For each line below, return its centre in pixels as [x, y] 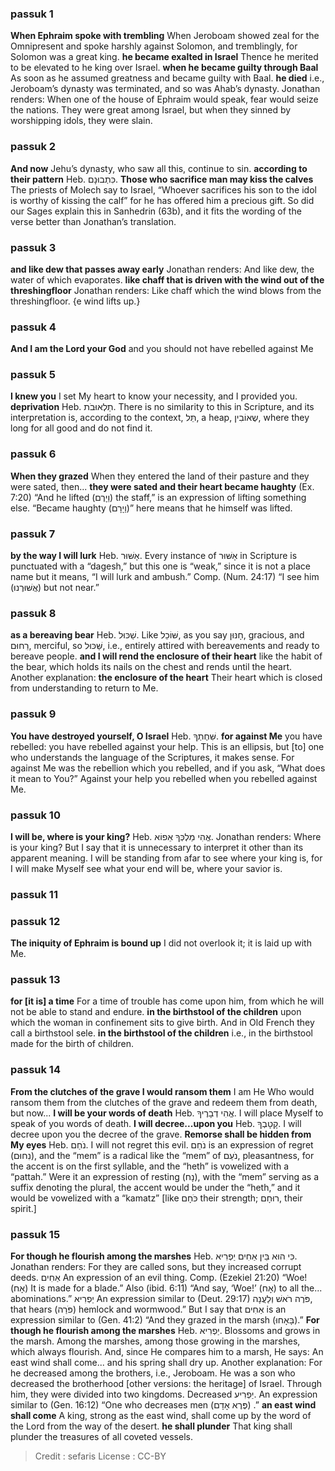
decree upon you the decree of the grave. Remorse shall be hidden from [161, 1134]
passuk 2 [33, 147]
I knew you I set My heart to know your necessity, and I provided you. [154, 396]
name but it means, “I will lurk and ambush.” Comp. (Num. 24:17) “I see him [165, 577]
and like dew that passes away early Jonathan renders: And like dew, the [162, 269]
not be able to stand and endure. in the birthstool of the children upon [156, 1012]
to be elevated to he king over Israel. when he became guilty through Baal [164, 68]
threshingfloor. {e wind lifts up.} [75, 301]
